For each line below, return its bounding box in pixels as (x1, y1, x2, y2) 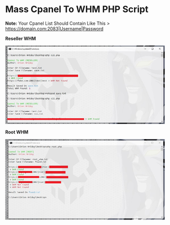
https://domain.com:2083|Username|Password (5, 25, 104, 31)
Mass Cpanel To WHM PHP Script (5, 4, 149, 15)
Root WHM (5, 129, 29, 135)
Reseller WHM (5, 35, 36, 41)
